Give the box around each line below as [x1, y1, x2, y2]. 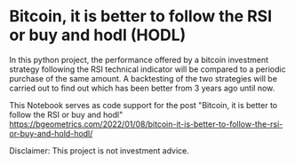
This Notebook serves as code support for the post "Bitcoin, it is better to [9, 99, 278, 110]
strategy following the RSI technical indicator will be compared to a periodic [9, 64, 286, 75]
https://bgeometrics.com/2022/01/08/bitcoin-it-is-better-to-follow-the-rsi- [9, 118, 283, 130]
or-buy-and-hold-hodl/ [9, 128, 93, 138]
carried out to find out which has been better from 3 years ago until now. [9, 82, 275, 93]
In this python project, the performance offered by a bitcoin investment [9, 54, 269, 65]
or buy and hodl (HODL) [9, 25, 187, 45]
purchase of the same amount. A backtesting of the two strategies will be [9, 73, 278, 83]
